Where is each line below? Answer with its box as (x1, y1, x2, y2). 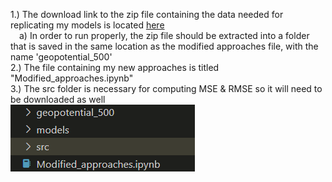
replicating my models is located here (10, 19, 165, 31)
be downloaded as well (10, 94, 106, 105)
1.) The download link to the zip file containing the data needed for (10, 9, 284, 20)
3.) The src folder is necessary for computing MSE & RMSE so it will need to (10, 83, 323, 94)
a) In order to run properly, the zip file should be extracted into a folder (19, 30, 310, 41)
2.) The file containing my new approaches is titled (10, 62, 220, 73)
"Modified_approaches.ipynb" (10, 72, 134, 84)
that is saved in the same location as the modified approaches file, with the (10, 40, 319, 52)
